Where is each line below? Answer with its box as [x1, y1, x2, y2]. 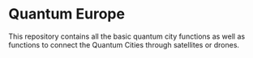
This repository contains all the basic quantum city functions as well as [8, 31, 246, 41]
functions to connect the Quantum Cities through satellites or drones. [8, 39, 240, 49]
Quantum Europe [8, 5, 126, 23]
